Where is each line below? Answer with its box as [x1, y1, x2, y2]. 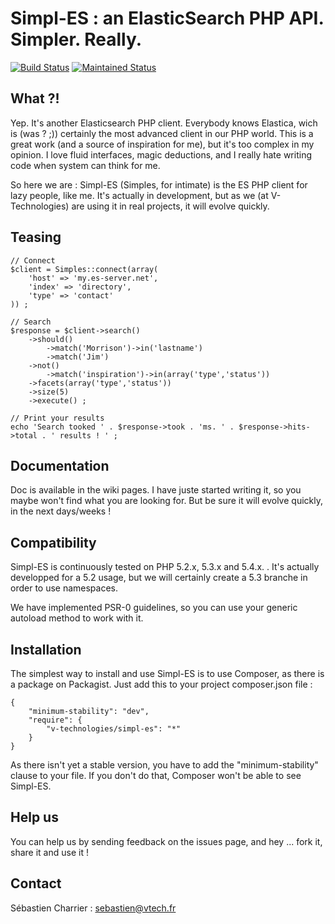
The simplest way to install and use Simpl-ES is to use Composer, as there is [10, 668, 325, 679]
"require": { [28, 715, 83, 725]
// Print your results [10, 413, 105, 423]
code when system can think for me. [10, 159, 161, 171]
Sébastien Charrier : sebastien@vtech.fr [10, 902, 177, 914]
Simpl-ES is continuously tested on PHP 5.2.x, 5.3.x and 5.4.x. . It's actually [10, 561, 320, 573]
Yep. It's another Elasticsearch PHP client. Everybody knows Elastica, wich [10, 117, 318, 129]
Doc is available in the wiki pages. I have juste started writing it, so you [10, 484, 302, 496]
